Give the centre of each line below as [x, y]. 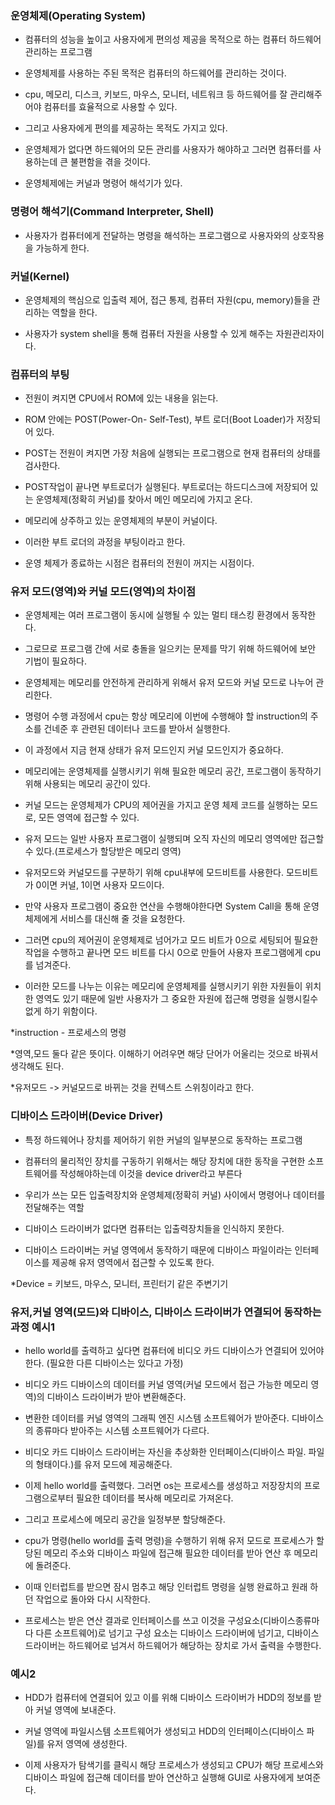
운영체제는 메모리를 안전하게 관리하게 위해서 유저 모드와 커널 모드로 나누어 [169, 683]
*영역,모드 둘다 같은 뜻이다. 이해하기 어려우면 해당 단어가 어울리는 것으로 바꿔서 [164, 1054]
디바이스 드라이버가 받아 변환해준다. [116, 1397]
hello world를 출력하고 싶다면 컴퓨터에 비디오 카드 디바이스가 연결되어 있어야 [174, 1351]
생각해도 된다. [37, 1066]
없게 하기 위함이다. [61, 1011]
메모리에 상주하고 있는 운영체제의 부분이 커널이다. [121, 521]
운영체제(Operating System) [78, 15]
